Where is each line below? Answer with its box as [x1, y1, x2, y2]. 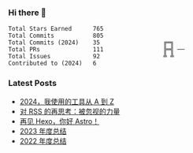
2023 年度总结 [19, 126, 67, 136]
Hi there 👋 [8, 7, 47, 18]
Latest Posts [8, 78, 58, 89]
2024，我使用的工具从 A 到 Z [19, 96, 114, 106]
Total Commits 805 [8, 32, 104, 40]
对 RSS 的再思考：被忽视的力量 [19, 106, 121, 116]
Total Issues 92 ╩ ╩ [8, 53, 175, 61]
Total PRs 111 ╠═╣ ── [8, 46, 185, 54]
